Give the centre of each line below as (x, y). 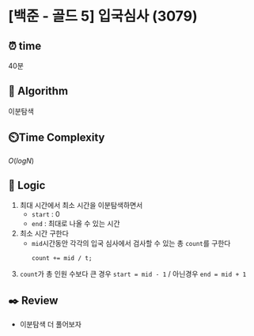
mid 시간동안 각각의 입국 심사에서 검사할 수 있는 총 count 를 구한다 (131, 244)
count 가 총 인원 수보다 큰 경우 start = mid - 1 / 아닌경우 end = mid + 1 (133, 274)
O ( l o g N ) (21, 160)
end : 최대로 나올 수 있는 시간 (76, 224)
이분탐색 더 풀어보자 (50, 324)
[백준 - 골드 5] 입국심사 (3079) (103, 16)
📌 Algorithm (38, 91)
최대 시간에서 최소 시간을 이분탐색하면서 (81, 206)
